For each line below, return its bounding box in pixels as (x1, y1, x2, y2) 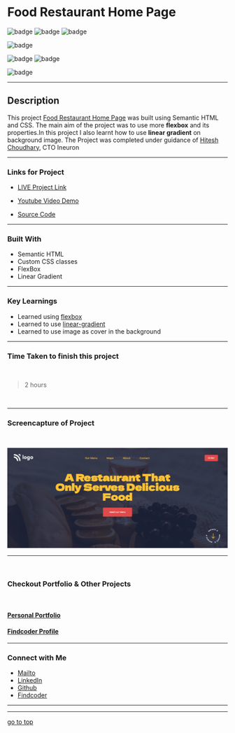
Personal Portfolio (7, 611, 61, 619)
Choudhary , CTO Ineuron (7, 143, 80, 151)
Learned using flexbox (17, 312, 83, 320)
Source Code (17, 211, 56, 219)
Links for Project (7, 167, 64, 177)
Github (17, 683, 37, 692)
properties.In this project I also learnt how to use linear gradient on (7, 128, 201, 136)
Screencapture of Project (7, 418, 95, 427)
